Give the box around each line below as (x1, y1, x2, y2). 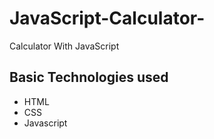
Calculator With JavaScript (9, 40, 120, 52)
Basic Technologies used (9, 69, 169, 86)
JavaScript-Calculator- (9, 7, 206, 30)
